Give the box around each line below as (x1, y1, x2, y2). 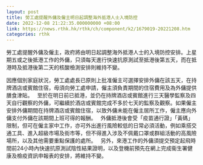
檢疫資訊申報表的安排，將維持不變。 (16, 152, 107, 160)
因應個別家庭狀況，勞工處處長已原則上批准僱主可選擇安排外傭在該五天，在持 (6, 77, 197, 84)
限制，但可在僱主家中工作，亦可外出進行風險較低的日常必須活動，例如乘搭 (6, 122, 192, 129)
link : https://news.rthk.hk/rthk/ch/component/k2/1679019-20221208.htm (6, 25, 190, 32)
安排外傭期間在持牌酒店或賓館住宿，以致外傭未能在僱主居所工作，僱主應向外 (6, 107, 197, 114)
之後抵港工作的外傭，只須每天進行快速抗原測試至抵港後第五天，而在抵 (22, 56, 197, 63)
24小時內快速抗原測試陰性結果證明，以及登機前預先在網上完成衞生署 (16, 144, 188, 152)
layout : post (6, 8, 39, 15)
